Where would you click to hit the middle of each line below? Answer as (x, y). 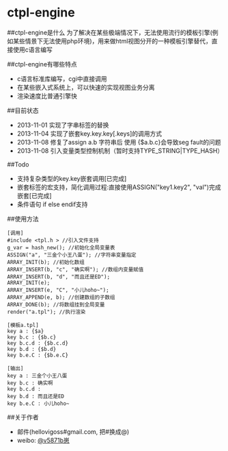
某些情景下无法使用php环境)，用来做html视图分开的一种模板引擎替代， (112, 41)
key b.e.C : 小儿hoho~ (38, 403)
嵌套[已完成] (34, 195)
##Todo (18, 164)
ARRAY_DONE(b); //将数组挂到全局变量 (56, 304)
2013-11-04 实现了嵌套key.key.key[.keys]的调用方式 (89, 133)
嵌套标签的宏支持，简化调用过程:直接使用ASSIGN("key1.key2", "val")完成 (119, 187)
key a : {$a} (26, 331)
